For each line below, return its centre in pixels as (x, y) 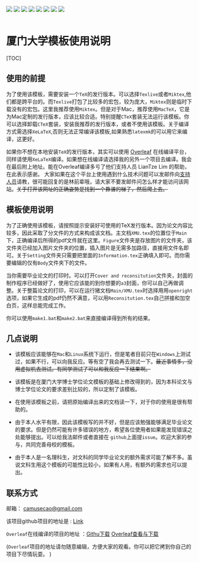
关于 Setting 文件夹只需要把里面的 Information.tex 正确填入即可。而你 (101, 255)
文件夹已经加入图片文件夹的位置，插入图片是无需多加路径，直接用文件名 (95, 248)
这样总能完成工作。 (45, 305)
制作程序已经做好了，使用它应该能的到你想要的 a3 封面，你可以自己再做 (92, 283)
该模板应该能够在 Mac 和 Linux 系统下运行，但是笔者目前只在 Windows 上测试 (103, 354)
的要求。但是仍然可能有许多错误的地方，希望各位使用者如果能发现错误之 (103, 430)
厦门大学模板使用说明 (59, 41)
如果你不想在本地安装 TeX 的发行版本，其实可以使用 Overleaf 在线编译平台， (98, 151)
